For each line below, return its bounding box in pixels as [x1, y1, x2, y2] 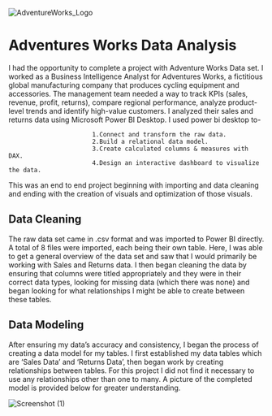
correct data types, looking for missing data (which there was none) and [8, 277, 250, 287]
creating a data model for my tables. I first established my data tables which [8, 348, 262, 357]
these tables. [8, 294, 52, 304]
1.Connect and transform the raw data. [92, 130, 227, 138]
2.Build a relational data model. [92, 137, 209, 145]
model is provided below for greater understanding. [8, 383, 181, 392]
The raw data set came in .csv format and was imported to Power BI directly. [8, 234, 265, 244]
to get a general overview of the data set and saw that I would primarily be [8, 251, 257, 261]
